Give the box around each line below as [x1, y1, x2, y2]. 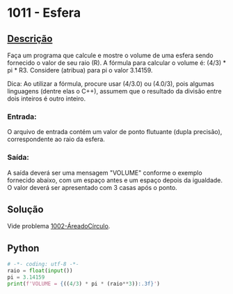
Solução [7, 203, 44, 215]
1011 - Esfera [7, 5, 81, 21]
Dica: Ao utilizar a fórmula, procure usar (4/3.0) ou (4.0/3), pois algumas [7, 80, 214, 88]
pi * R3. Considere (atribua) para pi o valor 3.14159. [7, 66, 153, 74]
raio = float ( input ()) [7, 267, 73, 274]
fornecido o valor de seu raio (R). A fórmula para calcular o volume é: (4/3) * [7, 59, 226, 67]
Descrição [7, 33, 53, 45]
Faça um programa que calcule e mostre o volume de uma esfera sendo [7, 51, 214, 59]
